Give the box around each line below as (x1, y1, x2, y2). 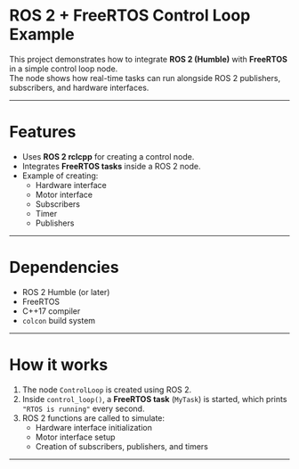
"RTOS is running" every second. (21, 403, 145, 414)
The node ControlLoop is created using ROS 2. (21, 384, 192, 395)
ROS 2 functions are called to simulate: (21, 412, 166, 424)
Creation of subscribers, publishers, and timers (35, 440, 209, 451)
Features (9, 122, 77, 143)
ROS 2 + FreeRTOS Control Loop (9, 5, 251, 26)
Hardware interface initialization (35, 422, 153, 432)
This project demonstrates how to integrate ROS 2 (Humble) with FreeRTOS (9, 53, 287, 64)
